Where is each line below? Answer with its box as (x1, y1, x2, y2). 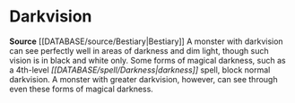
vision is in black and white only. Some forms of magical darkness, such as (9, 55, 286, 65)
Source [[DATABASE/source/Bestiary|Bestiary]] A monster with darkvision (9, 36, 284, 47)
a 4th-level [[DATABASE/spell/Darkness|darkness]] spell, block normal (9, 64, 271, 75)
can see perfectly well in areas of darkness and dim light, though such (9, 45, 269, 56)
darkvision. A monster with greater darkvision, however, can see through (9, 73, 278, 84)
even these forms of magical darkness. (9, 83, 154, 94)
